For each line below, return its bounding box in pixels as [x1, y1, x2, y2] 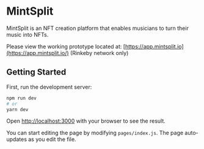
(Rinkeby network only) [70, 49, 129, 56]
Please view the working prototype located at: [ [6, 43, 126, 50]
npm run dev [6, 95, 37, 101]
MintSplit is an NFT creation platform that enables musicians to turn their [6, 24, 189, 32]
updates [6, 136, 27, 143]
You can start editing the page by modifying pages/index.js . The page [6, 129, 184, 137]
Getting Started [6, 67, 67, 78]
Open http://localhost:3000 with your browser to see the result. [6, 117, 166, 125]
